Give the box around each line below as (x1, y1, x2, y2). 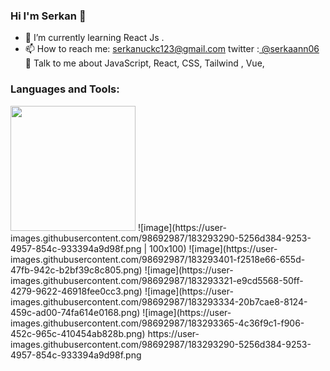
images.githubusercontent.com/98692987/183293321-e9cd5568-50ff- (10, 274, 304, 286)
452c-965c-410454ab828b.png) (10, 327, 146, 339)
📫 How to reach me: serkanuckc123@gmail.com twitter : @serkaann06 (24, 43, 320, 55)
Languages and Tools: (10, 82, 120, 96)
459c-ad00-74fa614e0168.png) (10, 306, 141, 318)
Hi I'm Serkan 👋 (10, 9, 87, 23)
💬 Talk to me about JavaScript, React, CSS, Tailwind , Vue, (24, 57, 265, 69)
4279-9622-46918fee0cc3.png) (10, 285, 143, 297)
